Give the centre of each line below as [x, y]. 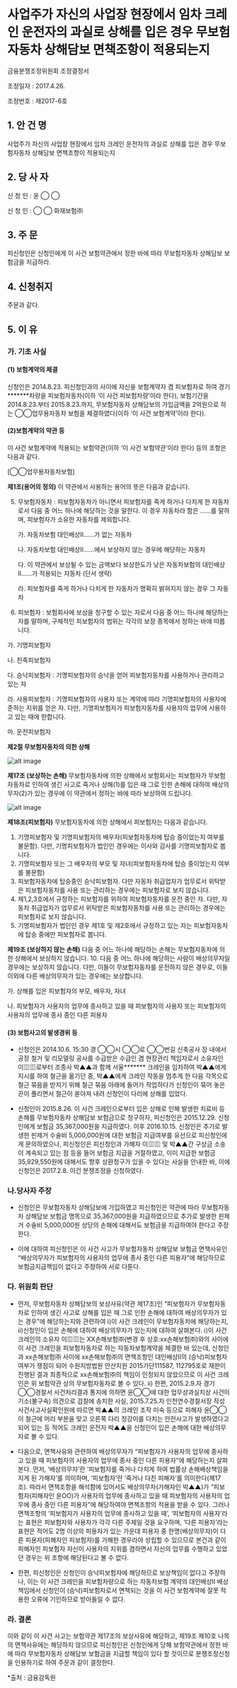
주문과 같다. [24, 305]
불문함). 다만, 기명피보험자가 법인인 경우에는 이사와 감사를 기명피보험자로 [118, 846]
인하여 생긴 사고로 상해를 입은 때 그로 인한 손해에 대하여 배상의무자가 [125, 1312]
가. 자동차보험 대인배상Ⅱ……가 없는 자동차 [75, 534]
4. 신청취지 [30, 286]
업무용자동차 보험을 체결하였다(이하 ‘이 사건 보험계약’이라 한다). [119, 413]
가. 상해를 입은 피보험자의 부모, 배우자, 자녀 [67, 991]
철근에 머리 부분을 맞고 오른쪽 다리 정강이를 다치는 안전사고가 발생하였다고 [127, 1418]
